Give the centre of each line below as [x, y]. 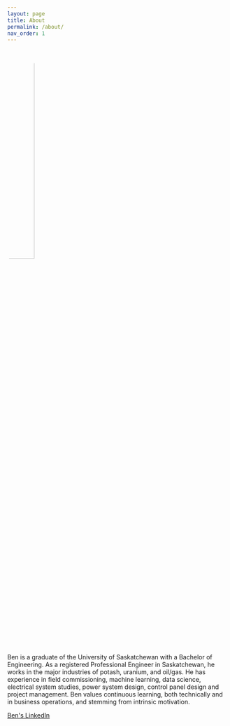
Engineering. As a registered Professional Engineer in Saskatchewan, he [111, 665]
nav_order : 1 [26, 33]
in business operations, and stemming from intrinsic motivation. [99, 702]
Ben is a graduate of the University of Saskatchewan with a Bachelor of [110, 657]
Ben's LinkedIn [29, 715]
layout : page [26, 14]
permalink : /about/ [36, 27]
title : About [26, 20]
